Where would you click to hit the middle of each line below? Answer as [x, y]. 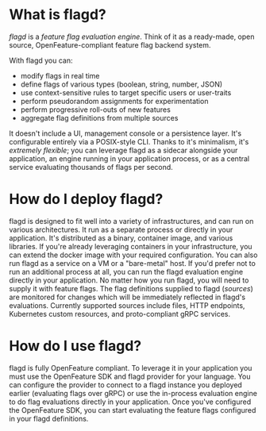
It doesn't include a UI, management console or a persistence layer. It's [125, 133]
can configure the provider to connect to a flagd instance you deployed [126, 385]
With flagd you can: [41, 60]
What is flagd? [58, 15]
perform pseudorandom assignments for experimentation [114, 101]
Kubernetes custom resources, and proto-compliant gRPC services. [120, 314]
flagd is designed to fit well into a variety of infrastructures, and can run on [131, 221]
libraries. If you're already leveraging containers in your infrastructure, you [131, 246]
